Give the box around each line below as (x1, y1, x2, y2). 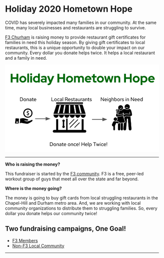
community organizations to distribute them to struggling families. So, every (5, 205, 158, 211)
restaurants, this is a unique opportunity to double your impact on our (5, 44, 145, 50)
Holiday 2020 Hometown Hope (5, 3, 133, 15)
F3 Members (12, 237, 38, 243)
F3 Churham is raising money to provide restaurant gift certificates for (5, 34, 146, 40)
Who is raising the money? (5, 161, 60, 167)
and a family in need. (5, 55, 47, 61)
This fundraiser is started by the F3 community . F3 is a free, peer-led (5, 171, 144, 176)
